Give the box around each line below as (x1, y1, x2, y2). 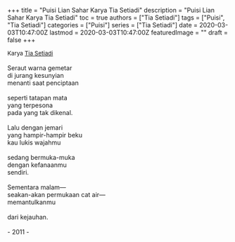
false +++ (7, 36, 36, 44)
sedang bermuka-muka (7, 154, 75, 161)
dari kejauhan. (7, 213, 49, 221)
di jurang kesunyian (7, 72, 65, 79)
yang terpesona (7, 101, 53, 109)
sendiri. (7, 168, 30, 176)
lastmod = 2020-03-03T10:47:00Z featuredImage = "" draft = (49, 28, 229, 36)
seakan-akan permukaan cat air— (7, 191, 106, 199)
